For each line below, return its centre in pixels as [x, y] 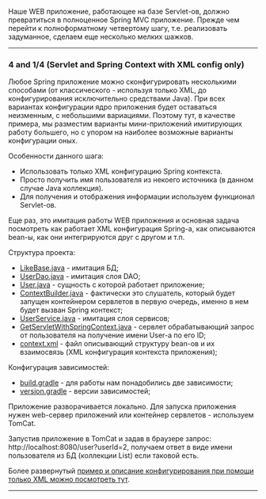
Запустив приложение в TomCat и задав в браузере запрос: [110, 439]
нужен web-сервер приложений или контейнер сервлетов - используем [131, 415]
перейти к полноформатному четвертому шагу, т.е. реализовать [118, 28]
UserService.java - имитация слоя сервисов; [95, 318]
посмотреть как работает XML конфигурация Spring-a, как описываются [132, 229]
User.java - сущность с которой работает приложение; [112, 285]
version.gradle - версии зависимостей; [85, 391]
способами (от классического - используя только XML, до [108, 90]
